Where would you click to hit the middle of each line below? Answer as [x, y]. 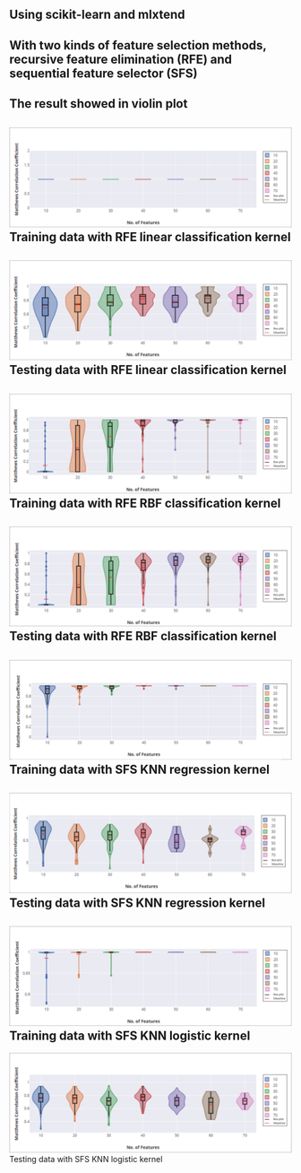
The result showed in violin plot [99, 104]
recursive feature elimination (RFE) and [121, 59]
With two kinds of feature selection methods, [138, 45]
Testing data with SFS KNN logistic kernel [86, 1159]
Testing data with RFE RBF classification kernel [143, 636]
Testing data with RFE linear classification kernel [148, 370]
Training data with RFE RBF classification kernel [145, 503]
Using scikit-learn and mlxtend [97, 15]
